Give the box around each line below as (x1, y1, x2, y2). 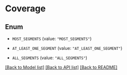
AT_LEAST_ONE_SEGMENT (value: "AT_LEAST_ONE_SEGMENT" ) (12, 45, 123, 51)
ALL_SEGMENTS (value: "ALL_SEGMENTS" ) (12, 55, 87, 61)
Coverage (5, 3, 46, 14)
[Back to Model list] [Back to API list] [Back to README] (5, 65, 118, 70)
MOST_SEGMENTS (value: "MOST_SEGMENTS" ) (12, 36, 92, 41)
